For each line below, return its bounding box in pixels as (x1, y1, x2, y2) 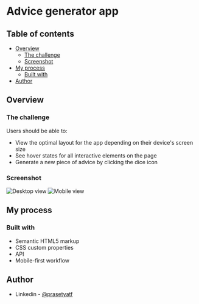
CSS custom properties (15, 244, 74, 251)
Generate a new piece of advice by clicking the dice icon (15, 158, 158, 165)
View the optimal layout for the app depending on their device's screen (15, 139, 194, 146)
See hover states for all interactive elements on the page (15, 151, 157, 159)
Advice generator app (6, 4, 119, 18)
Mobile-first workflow (15, 256, 70, 264)
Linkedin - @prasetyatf (15, 291, 73, 298)
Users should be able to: (6, 127, 68, 134)
